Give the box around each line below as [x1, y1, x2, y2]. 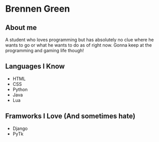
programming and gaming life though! [5, 48, 85, 53]
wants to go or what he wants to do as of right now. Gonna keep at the [5, 42, 152, 48]
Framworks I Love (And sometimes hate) [5, 112, 136, 121]
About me [5, 23, 37, 32]
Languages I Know [5, 62, 65, 71]
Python [12, 86, 28, 92]
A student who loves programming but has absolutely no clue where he [5, 37, 154, 43]
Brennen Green [5, 3, 70, 15]
